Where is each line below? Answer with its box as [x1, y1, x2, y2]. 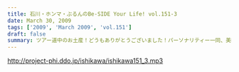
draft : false [7, 30, 46, 38]
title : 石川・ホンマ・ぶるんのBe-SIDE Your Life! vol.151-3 [7, 10, 178, 18]
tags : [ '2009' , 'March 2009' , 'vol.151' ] [7, 24, 132, 31]
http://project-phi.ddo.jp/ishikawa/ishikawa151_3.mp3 [7, 56, 164, 65]
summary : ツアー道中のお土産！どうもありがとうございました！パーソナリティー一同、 [7, 37, 226, 44]
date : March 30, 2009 [7, 17, 72, 24]
